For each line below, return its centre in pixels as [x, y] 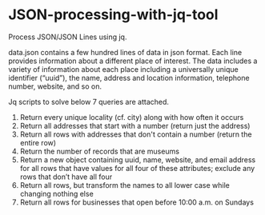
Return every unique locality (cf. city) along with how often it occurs [132, 117]
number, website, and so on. [55, 86]
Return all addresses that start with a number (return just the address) [135, 125]
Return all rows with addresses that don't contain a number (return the [136, 134]
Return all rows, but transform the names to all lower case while [124, 185]
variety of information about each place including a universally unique [123, 69]
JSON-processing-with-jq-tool [113, 15]
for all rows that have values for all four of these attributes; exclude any [137, 168]
